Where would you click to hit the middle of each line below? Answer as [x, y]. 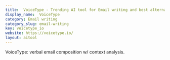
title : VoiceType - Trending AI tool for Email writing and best [77, 10]
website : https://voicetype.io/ [39, 33]
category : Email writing [31, 19]
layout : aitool [21, 38]
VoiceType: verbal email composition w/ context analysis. [65, 52]
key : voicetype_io [25, 28]
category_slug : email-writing [37, 24]
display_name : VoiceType [32, 14]
